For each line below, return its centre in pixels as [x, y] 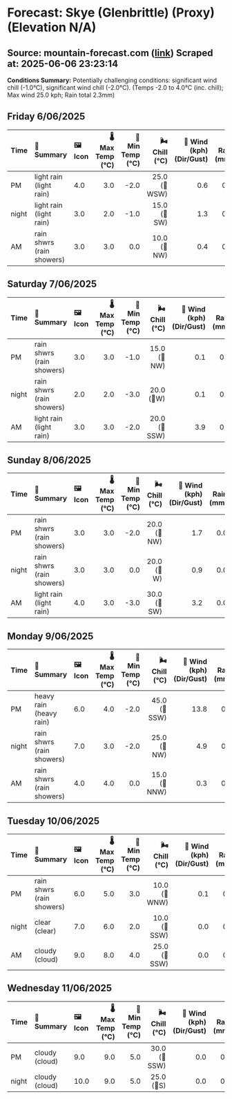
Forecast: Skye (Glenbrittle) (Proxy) [111, 13]
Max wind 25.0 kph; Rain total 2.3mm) [61, 95]
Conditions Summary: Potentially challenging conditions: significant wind [112, 80]
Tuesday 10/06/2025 [54, 821]
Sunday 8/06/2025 [49, 460]
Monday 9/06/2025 [50, 636]
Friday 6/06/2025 [46, 116]
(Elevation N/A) [52, 27]
